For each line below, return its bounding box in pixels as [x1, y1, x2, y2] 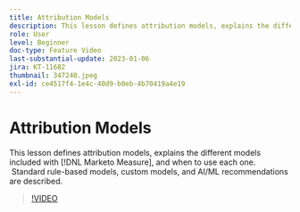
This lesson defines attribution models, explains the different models [9, 147, 262, 158]
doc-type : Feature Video [9, 46, 102, 55]
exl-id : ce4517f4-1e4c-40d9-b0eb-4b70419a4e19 [9, 79, 186, 88]
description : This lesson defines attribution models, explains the [9, 21, 270, 30]
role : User [9, 29, 50, 38]
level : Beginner [9, 37, 70, 47]
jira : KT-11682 [9, 63, 66, 72]
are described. [9, 175, 63, 186]
